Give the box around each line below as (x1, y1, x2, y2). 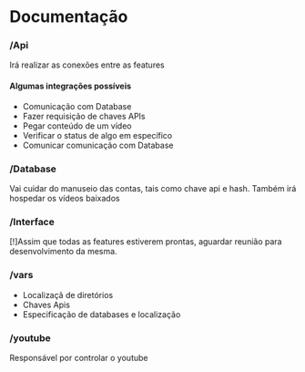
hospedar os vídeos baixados (9, 192, 120, 203)
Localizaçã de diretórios (22, 289, 114, 300)
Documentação (9, 6, 128, 27)
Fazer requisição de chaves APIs (22, 110, 146, 121)
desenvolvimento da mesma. (9, 246, 117, 257)
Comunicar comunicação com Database (22, 139, 174, 150)
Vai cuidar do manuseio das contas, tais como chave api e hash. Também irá (9, 182, 297, 193)
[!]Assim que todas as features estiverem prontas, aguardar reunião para (9, 236, 282, 247)
